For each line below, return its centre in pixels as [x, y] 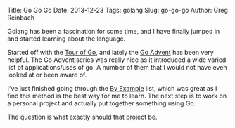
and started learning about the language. [66, 39]
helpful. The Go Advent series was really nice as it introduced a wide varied [117, 60]
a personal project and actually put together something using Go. [102, 103]
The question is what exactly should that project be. [82, 117]
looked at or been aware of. [47, 75]
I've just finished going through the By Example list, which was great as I [112, 88]
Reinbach [21, 18]
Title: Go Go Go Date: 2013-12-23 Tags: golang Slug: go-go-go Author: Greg [118, 10]
